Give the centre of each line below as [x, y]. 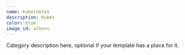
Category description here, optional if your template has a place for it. [93, 45]
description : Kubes [31, 17]
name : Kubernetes [28, 12]
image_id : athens [28, 28]
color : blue [21, 23]
